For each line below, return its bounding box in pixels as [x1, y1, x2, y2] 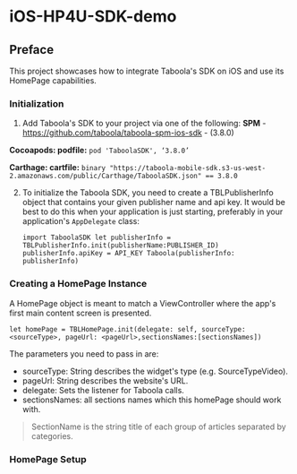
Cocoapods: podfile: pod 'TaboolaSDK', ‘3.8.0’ [9, 145, 190, 156]
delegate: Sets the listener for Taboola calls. [21, 384, 185, 395]
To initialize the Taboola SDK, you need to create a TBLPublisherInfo [21, 187, 275, 198]
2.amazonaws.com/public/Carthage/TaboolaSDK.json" [9, 172, 202, 181]
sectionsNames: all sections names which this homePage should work [21, 394, 282, 405]
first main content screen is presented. [9, 307, 152, 318]
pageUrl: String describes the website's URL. [21, 375, 189, 386]
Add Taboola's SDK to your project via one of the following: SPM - [21, 118, 267, 129]
